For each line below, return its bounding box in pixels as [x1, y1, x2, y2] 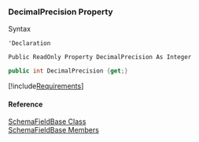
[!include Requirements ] [8, 81, 84, 91]
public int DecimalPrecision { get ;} [8, 67, 128, 75]
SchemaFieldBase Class [8, 117, 87, 126]
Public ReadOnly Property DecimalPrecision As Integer [8, 54, 192, 62]
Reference [8, 99, 43, 109]
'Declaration [8, 39, 51, 47]
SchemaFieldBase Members [8, 125, 100, 135]
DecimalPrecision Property [8, 6, 113, 17]
